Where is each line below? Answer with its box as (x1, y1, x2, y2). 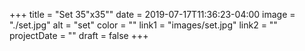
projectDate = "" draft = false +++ (9, 30, 149, 41)
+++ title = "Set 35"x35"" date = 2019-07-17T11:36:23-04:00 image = (9, 9, 296, 20)
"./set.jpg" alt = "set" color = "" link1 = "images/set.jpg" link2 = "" (9, 19, 278, 31)
